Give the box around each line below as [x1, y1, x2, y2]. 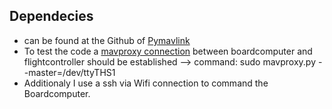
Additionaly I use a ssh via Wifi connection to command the [23, 77, 269, 89]
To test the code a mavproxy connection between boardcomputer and [23, 45, 313, 57]
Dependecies [9, 8, 94, 25]
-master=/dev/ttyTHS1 [23, 66, 116, 78]
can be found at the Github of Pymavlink [23, 34, 191, 46]
